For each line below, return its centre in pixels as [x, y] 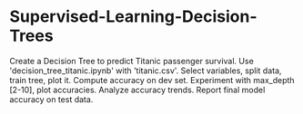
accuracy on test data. [51, 99]
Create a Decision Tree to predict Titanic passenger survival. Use [132, 61]
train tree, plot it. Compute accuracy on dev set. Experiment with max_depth [152, 80]
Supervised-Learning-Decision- [133, 17]
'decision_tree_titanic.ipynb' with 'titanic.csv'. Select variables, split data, [146, 71]
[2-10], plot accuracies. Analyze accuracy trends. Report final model [137, 90]
